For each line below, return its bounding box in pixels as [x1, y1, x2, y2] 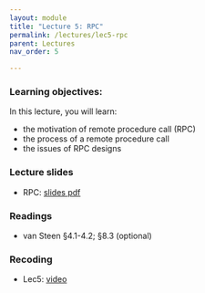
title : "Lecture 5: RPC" [9, 22, 104, 31]
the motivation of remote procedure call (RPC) [22, 124, 196, 135]
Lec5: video [22, 274, 67, 285]
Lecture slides [9, 166, 74, 179]
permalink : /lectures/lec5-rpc [9, 30, 128, 39]
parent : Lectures [9, 38, 76, 48]
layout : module [9, 13, 67, 23]
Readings [9, 209, 53, 222]
